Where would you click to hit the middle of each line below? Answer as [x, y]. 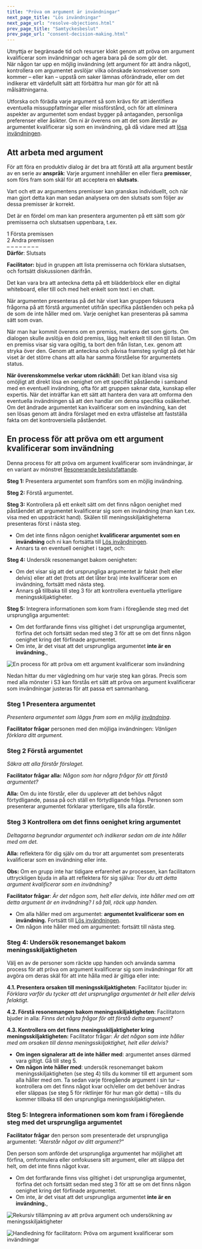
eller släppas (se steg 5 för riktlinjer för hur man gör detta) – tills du [98, 1092]
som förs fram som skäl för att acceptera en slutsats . [73, 179]
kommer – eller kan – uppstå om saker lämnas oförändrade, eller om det [96, 77]
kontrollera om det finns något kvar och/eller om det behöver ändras [100, 1086]
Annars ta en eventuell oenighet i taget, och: [70, 548]
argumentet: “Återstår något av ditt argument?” [66, 1142]
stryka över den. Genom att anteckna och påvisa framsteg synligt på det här [101, 350]
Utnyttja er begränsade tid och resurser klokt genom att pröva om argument [101, 51]
